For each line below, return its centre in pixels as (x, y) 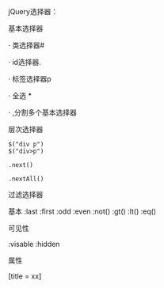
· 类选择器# (27, 45)
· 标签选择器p (30, 79)
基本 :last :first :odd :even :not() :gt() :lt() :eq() (82, 211)
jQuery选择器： (33, 11)
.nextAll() (26, 179)
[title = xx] (25, 276)
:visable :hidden (34, 244)
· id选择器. (25, 62)
